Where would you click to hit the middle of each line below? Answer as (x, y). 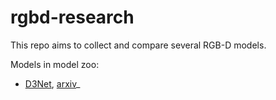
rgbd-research (72, 17)
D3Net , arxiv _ (52, 83)
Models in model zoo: (55, 64)
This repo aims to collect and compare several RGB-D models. (138, 45)
